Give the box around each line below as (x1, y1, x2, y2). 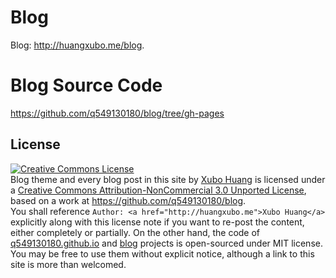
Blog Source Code (10, 74, 163, 97)
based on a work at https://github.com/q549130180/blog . (10, 194, 247, 206)
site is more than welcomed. (10, 258, 127, 270)
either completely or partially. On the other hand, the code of (10, 226, 261, 238)
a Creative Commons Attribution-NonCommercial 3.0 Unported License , (10, 184, 307, 196)
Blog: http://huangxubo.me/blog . (10, 39, 145, 51)
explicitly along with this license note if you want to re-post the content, (10, 216, 305, 228)
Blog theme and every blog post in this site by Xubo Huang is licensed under (10, 173, 326, 185)
